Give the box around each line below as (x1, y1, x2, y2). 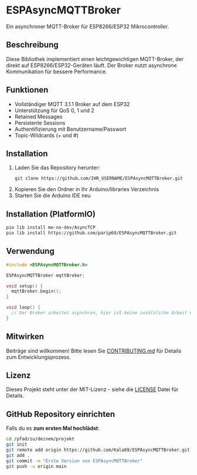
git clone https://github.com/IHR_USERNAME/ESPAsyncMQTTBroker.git (14, 175, 183, 182)
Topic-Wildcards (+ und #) (14, 131, 79, 138)
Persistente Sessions (14, 119, 66, 126)
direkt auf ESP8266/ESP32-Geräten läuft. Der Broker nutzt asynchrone (6, 62, 177, 69)
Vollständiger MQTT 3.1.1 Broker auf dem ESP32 (14, 100, 130, 107)
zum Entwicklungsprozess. (6, 353, 72, 361)
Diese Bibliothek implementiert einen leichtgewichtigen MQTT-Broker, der (6, 55, 184, 62)
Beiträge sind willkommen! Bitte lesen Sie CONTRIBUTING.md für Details (6, 347, 182, 354)
